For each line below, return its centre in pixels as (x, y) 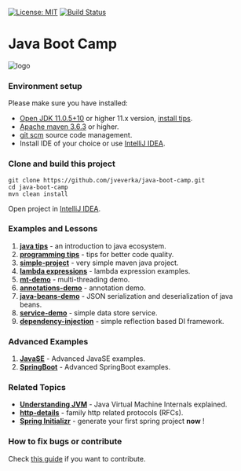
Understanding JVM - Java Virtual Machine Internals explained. (123, 404)
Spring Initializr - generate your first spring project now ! (112, 421)
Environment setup (45, 86)
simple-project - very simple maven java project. (99, 263)
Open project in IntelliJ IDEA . (55, 208)
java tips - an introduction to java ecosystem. (93, 246)
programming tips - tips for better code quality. (97, 254)
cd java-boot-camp (38, 187)
